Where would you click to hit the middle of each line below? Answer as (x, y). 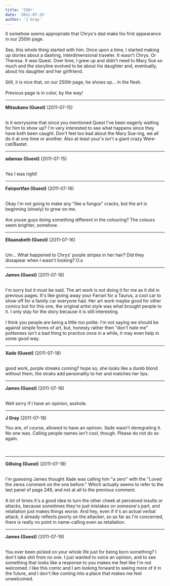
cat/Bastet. (17, 144)
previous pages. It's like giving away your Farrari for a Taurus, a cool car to (83, 296)
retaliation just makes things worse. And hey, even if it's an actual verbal (80, 512)
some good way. (23, 339)
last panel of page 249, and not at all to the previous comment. (71, 490)
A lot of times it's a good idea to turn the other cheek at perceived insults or (84, 501)
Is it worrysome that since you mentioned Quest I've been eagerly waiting (82, 123)
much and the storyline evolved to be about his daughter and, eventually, (81, 66)
